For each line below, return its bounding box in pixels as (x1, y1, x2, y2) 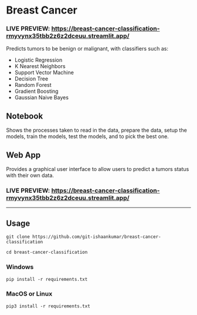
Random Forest (14, 82, 52, 89)
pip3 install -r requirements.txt (6, 303, 91, 309)
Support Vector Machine (14, 69, 74, 76)
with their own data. (6, 172, 55, 179)
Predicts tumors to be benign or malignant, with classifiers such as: (6, 45, 169, 52)
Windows (6, 263, 34, 271)
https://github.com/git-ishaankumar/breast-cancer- (32, 234, 161, 240)
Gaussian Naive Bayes (14, 94, 69, 101)
